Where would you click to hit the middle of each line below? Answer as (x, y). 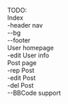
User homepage (30, 48)
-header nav (25, 25)
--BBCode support (34, 93)
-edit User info (28, 55)
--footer (19, 40)
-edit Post (22, 78)
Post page (22, 63)
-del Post (20, 85)
